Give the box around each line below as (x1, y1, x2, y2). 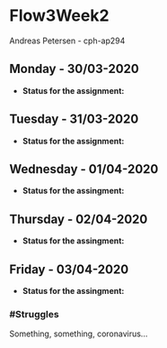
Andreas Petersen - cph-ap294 (9, 35, 126, 46)
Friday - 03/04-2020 (9, 261, 129, 277)
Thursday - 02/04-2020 (9, 211, 148, 226)
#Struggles (9, 307, 60, 320)
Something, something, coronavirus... (9, 328, 148, 339)
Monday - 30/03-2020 (9, 61, 139, 77)
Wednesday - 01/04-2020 (9, 161, 159, 177)
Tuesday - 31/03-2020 (9, 112, 139, 127)
